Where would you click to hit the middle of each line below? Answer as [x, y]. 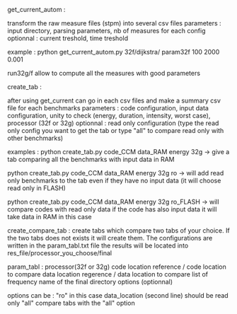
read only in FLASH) [36, 188]
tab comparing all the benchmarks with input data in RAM [91, 159]
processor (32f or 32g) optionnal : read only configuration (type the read [113, 123]
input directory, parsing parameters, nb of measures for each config [107, 31]
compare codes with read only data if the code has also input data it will [112, 209]
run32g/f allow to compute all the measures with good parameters [104, 73]
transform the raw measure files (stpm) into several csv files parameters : [114, 23]
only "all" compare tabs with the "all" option [71, 303]
